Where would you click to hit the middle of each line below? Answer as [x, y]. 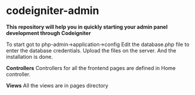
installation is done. [29, 57]
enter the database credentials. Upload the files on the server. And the [91, 50]
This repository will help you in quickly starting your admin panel [87, 27]
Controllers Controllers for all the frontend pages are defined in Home [91, 68]
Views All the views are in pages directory [57, 85]
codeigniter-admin [53, 11]
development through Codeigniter [48, 33]
